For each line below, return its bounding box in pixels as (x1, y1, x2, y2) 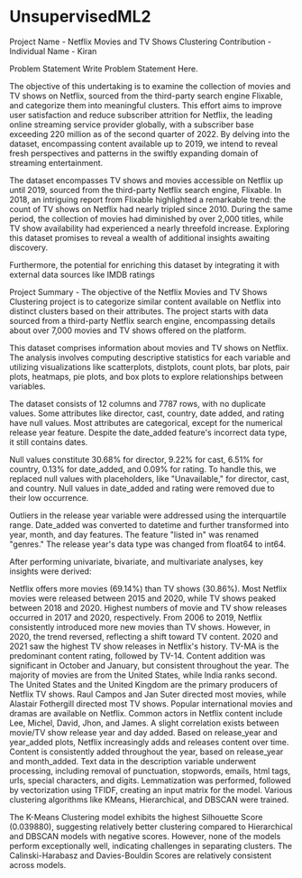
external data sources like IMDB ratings (9, 269, 155, 280)
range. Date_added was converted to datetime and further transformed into (9, 519, 289, 530)
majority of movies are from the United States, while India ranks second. (9, 670, 278, 680)
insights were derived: (9, 566, 92, 577)
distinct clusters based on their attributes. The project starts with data (9, 305, 269, 317)
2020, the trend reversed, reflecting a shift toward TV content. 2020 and (9, 631, 279, 642)
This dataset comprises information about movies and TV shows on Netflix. (9, 342, 288, 353)
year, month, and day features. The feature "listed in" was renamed (9, 529, 260, 540)
